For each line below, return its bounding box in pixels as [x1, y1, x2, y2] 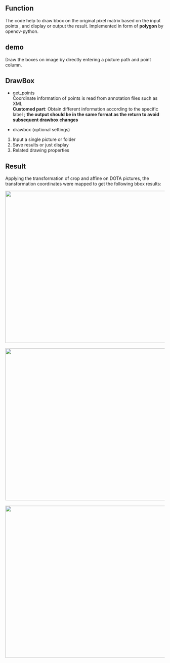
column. [5, 62, 22, 68]
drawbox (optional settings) [12, 127, 70, 133]
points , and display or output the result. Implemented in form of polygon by [5, 23, 163, 29]
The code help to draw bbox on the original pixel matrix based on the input [5, 17, 161, 23]
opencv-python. [5, 28, 39, 34]
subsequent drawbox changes [12, 117, 78, 123]
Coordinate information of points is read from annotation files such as [12, 95, 158, 101]
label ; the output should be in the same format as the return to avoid [12, 112, 159, 118]
